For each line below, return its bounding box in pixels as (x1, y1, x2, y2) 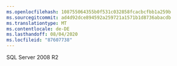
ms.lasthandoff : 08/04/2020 (6, 31, 78, 38)
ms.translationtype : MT (6, 20, 67, 26)
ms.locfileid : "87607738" (6, 37, 72, 43)
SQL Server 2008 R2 (6, 54, 59, 61)
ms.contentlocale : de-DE (6, 25, 70, 32)
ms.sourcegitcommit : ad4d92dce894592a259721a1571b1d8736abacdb (6, 15, 171, 21)
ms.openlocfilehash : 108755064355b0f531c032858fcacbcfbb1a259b (6, 8, 171, 15)
